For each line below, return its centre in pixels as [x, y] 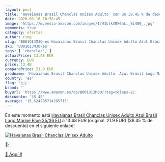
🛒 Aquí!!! [14, 154]
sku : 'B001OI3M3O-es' [27, 46]
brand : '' [15, 87]
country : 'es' [20, 78]
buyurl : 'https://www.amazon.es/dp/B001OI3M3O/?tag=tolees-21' [71, 92]
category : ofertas [24, 32]
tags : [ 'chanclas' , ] [28, 51]
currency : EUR [20, 60]
